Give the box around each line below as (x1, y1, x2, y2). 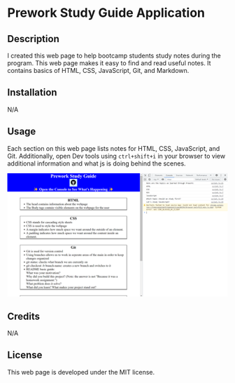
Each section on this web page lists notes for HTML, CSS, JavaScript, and (7, 144, 220, 152)
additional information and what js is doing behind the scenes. (7, 159, 187, 168)
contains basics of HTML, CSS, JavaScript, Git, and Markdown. (7, 67, 190, 74)
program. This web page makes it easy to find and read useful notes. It (7, 59, 211, 67)
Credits (7, 310, 41, 322)
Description (7, 33, 59, 45)
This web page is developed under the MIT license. (7, 368, 155, 376)
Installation (7, 86, 57, 99)
